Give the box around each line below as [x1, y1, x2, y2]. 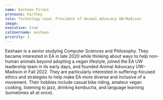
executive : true [5, 25, 38, 30]
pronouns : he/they [5, 12, 43, 17]
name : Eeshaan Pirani [5, 7, 49, 12]
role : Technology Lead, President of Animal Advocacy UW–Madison [5, 16, 141, 21]
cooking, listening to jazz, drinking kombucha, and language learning [5, 84, 144, 90]
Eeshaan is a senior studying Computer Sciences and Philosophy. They [5, 48, 149, 54]
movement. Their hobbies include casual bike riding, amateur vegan [5, 79, 142, 85]
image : [5, 21, 19, 26]
